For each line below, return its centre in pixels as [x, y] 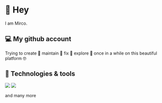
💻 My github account [38, 39]
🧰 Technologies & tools [40, 74]
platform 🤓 [16, 58]
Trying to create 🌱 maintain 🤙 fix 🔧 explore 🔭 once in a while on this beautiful [81, 53]
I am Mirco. [16, 23]
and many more [21, 95]
